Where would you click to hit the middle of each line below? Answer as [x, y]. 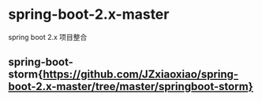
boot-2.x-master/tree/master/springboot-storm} [131, 87]
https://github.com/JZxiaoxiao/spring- [141, 75]
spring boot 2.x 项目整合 [48, 37]
